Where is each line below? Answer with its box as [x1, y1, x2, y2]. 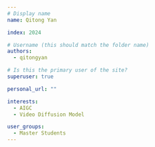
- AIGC [13, 104, 32, 111]
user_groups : [7, 124, 45, 130]
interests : [7, 98, 39, 105]
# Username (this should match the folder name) [7, 41, 149, 48]
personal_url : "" [7, 86, 57, 92]
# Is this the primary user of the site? [7, 67, 128, 74]
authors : [7, 48, 32, 55]
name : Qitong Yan [7, 17, 57, 23]
